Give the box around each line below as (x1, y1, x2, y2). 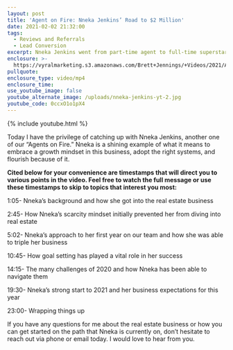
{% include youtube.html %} (7, 119, 88, 128)
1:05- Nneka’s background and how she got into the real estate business (7, 196, 214, 204)
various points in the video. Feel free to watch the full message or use (7, 175, 212, 184)
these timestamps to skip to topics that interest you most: (7, 183, 178, 191)
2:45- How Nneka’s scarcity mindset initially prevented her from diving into (7, 209, 221, 218)
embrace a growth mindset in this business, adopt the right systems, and (7, 147, 216, 156)
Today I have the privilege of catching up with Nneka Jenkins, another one (7, 132, 220, 141)
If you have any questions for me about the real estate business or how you (7, 320, 223, 328)
